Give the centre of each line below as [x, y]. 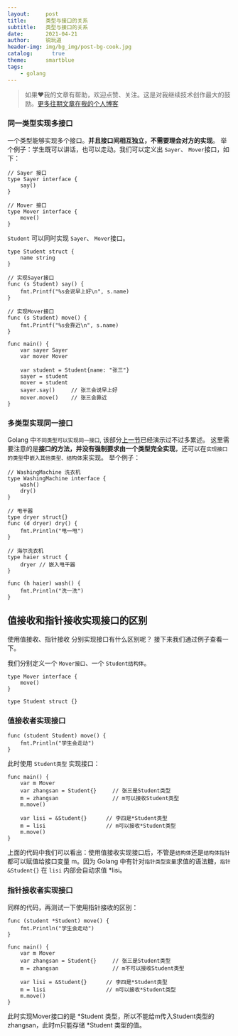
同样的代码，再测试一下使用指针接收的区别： [73, 907]
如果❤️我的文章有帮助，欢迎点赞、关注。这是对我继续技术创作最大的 [125, 95]
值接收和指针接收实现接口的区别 [77, 621]
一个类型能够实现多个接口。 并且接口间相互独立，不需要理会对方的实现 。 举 [117, 140]
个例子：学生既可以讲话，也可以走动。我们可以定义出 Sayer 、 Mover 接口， [115, 149]
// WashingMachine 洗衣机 [44, 473]
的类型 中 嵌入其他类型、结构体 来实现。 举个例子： [74, 458]
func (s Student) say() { [45, 284]
